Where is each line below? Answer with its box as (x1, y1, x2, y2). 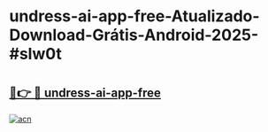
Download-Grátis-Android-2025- (9, 25, 259, 45)
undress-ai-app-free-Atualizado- (9, 6, 260, 27)
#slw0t (9, 44, 62, 64)
